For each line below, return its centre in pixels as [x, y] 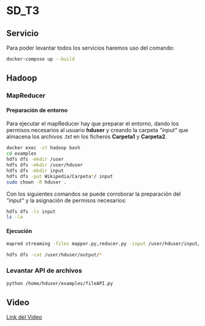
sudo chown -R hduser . [37, 182]
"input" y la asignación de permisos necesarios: [67, 200]
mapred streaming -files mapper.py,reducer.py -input [76, 244]
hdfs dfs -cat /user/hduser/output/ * [54, 255]
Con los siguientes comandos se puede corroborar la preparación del [94, 194]
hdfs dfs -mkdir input [35, 171]
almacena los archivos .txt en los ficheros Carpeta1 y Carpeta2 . [87, 137]
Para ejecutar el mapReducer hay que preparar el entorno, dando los [92, 124]
